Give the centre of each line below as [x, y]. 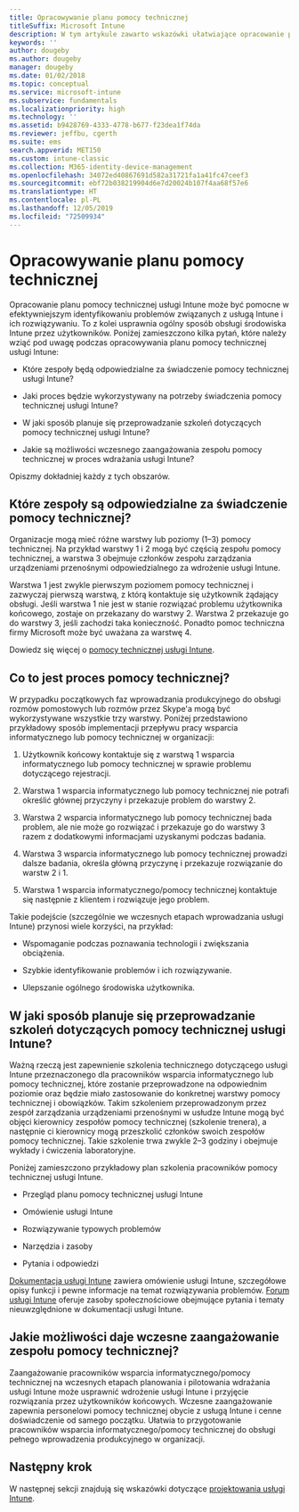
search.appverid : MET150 [55, 150]
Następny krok [51, 1467]
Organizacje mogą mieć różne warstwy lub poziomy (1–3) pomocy [130, 540]
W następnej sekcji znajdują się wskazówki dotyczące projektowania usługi [147, 1488]
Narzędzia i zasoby [57, 1246]
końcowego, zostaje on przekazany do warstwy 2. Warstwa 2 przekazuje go [149, 614]
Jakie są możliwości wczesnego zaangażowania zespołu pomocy [142, 449]
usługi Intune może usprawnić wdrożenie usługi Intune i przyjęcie [129, 1392]
